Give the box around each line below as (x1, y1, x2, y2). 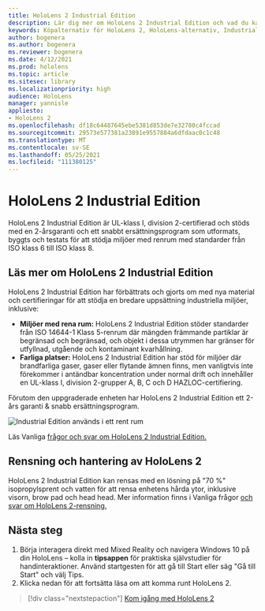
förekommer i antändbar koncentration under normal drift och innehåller (19, 369, 254, 378)
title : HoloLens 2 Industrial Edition (8, 11, 136, 20)
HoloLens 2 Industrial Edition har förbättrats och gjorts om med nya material (8, 287, 255, 296)
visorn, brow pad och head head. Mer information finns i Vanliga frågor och (8, 492, 253, 501)
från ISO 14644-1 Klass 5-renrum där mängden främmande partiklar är (19, 327, 249, 337)
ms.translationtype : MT (8, 136, 87, 144)
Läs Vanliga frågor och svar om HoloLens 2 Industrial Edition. (8, 431, 207, 441)
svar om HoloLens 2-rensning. (8, 501, 107, 510)
